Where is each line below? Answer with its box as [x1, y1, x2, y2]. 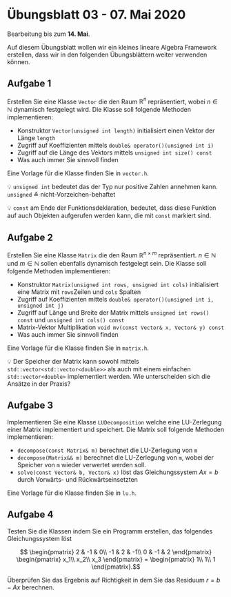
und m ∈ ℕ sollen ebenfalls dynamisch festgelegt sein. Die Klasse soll [7, 259, 207, 267]
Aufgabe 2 [7, 231, 54, 243]
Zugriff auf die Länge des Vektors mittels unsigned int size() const [17, 148, 212, 157]
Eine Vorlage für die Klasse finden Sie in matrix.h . [7, 344, 150, 352]
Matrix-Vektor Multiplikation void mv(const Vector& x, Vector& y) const [17, 323, 225, 331]
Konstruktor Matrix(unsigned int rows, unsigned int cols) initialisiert [17, 280, 219, 288]
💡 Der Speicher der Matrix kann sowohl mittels [7, 357, 139, 365]
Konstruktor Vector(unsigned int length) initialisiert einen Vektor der [17, 126, 215, 135]
